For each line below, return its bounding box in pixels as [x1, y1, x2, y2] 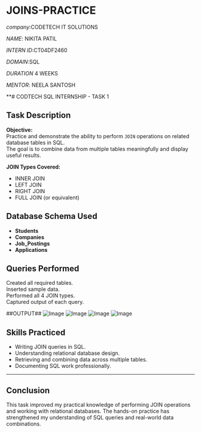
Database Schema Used [6, 211, 98, 221]
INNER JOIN [14, 175, 45, 182]
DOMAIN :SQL [6, 58, 40, 65]
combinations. [6, 420, 41, 427]
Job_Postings [14, 240, 50, 247]
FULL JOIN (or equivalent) [14, 194, 80, 201]
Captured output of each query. [6, 299, 84, 306]
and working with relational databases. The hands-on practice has [6, 407, 170, 415]
